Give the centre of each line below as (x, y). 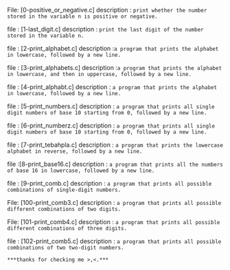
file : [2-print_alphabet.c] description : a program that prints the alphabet (113, 48)
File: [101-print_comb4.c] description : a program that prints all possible (114, 222)
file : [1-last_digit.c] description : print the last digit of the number (105, 29)
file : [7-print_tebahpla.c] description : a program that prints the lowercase (115, 145)
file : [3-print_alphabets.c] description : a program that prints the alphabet (114, 67)
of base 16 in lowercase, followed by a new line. (81, 171)
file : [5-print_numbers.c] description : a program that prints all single (111, 106)
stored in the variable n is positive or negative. (82, 16)
